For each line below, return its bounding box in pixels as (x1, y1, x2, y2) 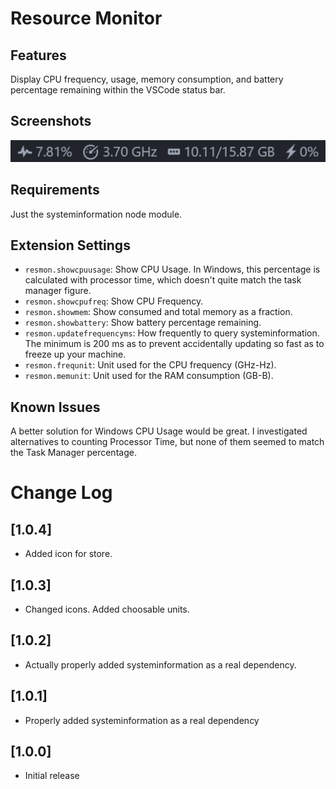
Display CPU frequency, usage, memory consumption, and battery (10, 73, 284, 85)
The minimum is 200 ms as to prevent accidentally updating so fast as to (24, 338, 325, 350)
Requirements (10, 182, 100, 199)
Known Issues (10, 398, 101, 416)
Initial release (24, 770, 80, 782)
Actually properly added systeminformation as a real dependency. (24, 658, 297, 671)
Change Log (10, 482, 113, 504)
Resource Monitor (10, 7, 163, 30)
